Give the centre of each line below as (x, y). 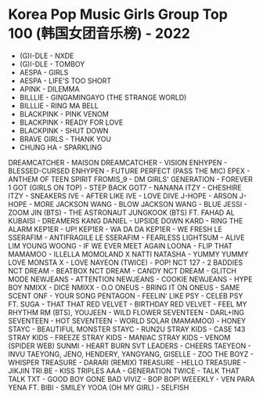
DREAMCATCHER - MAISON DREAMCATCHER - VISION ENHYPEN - (118, 162)
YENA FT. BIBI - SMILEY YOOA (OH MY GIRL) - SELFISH (99, 387)
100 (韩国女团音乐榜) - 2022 (99, 34)
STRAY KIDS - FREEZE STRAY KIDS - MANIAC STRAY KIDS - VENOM (119, 337)
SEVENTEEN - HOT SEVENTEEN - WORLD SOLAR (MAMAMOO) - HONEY (127, 321)
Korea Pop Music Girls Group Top (118, 15)
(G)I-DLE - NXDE (47, 56)
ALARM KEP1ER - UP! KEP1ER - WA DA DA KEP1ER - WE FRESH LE (115, 229)
